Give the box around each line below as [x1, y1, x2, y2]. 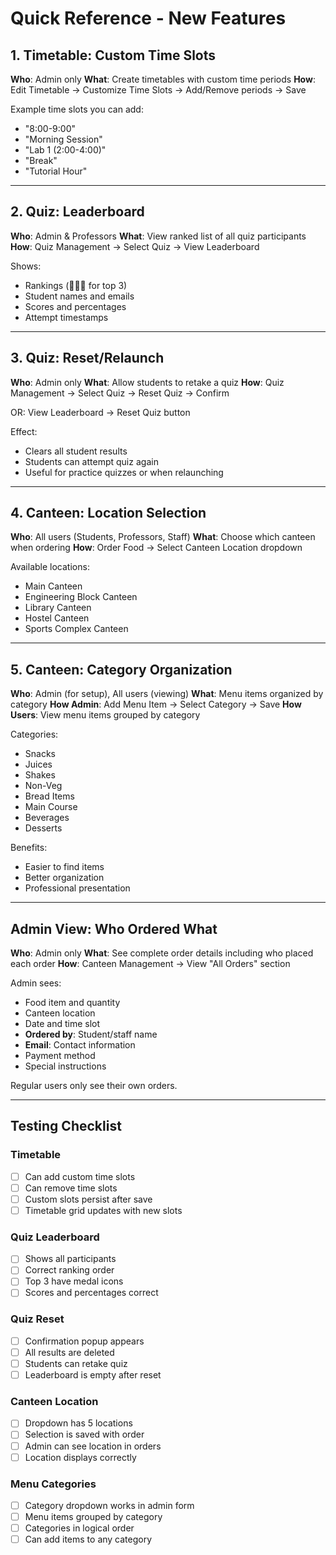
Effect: [10, 425, 38, 437]
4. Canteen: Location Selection [10, 505, 207, 522]
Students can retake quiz [24, 1357, 128, 1369]
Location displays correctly [24, 1451, 137, 1463]
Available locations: [10, 561, 90, 573]
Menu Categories [10, 1477, 97, 1491]
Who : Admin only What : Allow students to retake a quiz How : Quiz [10, 376, 285, 388]
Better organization [24, 872, 105, 884]
